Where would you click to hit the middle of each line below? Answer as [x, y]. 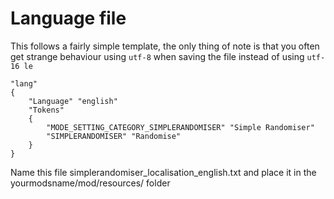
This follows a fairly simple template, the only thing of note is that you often [165, 46]
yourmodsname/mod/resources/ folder [90, 183]
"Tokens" [46, 110]
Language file [68, 18]
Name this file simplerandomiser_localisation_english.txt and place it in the [163, 172]
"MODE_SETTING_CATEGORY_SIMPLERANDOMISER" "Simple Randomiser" [180, 127]
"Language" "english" [73, 101]
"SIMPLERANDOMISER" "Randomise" [114, 136]
